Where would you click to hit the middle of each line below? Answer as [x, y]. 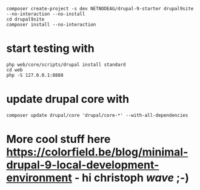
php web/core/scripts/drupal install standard [66, 64]
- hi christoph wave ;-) [132, 178]
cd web [15, 70]
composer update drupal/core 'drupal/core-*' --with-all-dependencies [97, 115]
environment [39, 178]
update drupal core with [68, 99]
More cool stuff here [58, 139]
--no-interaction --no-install [46, 14]
